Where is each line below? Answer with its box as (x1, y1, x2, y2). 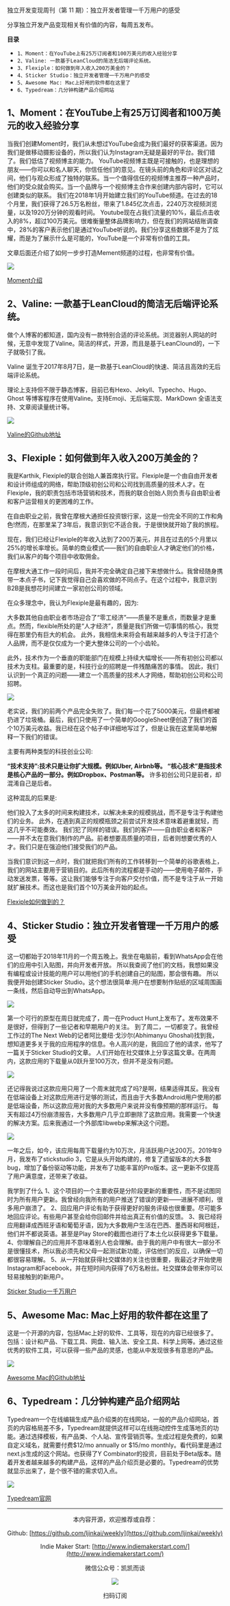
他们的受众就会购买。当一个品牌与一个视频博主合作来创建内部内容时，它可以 (7, 182, 223, 190)
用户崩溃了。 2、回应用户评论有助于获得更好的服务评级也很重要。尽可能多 (12, 1204, 222, 1212)
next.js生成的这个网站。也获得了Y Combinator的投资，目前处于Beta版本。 (7, 1449, 216, 1458)
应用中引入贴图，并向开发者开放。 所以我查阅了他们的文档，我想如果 (18, 961, 213, 969)
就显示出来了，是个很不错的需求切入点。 (7, 1466, 121, 1475)
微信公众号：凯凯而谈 (85, 1563, 145, 1572)
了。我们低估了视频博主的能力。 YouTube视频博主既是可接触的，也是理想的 (7, 157, 220, 165)
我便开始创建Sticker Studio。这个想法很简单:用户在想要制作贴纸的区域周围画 (7, 978, 222, 986)
